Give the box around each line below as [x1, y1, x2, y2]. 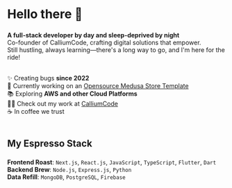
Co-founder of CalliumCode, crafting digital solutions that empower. [7, 38, 201, 47]
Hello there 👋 [7, 6, 83, 22]
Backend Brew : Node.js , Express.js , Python [7, 166, 132, 174]
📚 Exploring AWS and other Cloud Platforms [7, 89, 138, 98]
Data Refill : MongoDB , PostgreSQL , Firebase [7, 173, 126, 181]
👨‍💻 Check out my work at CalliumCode [7, 100, 118, 108]
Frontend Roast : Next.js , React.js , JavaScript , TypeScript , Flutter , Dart [7, 158, 217, 166]
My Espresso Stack [7, 137, 92, 149]
